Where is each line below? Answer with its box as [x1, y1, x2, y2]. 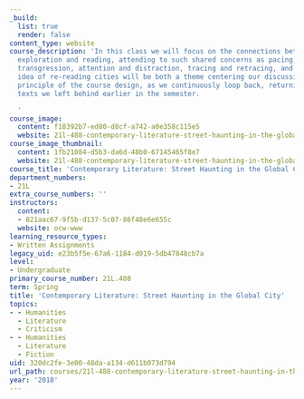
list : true [17, 22, 59, 31]
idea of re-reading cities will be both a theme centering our [17, 73, 261, 82]
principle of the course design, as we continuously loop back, [17, 81, 265, 90]
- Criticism [17, 325, 63, 334]
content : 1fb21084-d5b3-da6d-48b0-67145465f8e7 [17, 148, 201, 157]
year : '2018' [9, 375, 59, 384]
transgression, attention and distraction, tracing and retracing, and [17, 64, 294, 73]
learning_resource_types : [9, 232, 107, 241]
